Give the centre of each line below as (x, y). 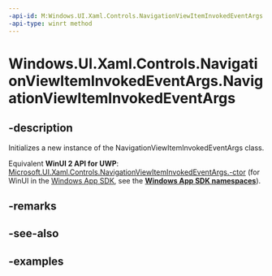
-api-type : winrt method (50, 24)
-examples (36, 261)
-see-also (34, 233)
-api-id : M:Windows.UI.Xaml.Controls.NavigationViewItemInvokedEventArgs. (138, 16)
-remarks (32, 206)
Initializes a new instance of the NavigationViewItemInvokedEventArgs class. (136, 148)
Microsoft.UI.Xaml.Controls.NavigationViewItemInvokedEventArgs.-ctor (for (134, 172)
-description (41, 128)
